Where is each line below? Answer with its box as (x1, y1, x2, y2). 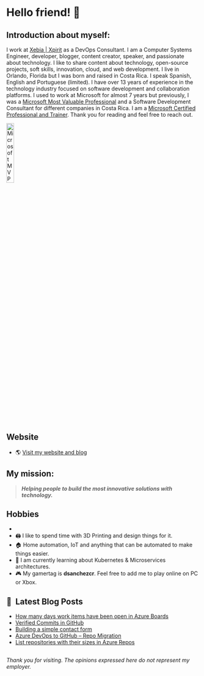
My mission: (6, 469, 54, 479)
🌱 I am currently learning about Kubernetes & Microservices (15, 556, 166, 564)
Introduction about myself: (6, 30, 111, 40)
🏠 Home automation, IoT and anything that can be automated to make (15, 541, 193, 549)
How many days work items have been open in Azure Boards (15, 612, 169, 620)
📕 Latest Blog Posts (6, 596, 84, 607)
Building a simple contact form (15, 626, 93, 633)
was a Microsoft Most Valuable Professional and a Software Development (6, 98, 191, 105)
